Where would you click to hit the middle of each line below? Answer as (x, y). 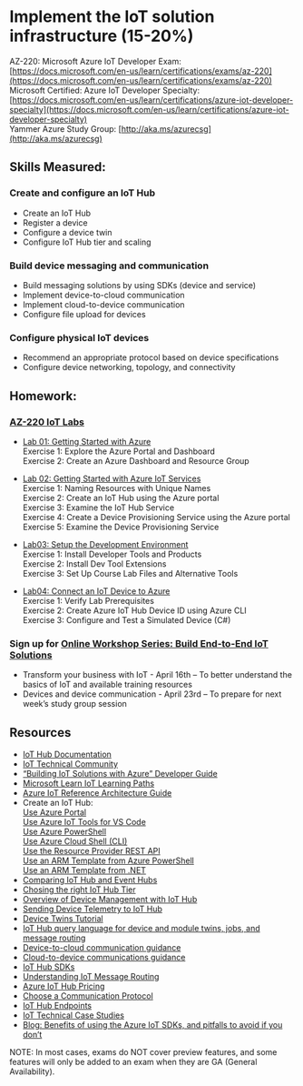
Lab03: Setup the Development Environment (105, 544)
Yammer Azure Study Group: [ (66, 128)
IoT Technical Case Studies (73, 1015)
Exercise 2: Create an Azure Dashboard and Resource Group (136, 460)
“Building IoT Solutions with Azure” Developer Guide (120, 774)
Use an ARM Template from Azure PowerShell (108, 860)
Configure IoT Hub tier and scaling (87, 242)
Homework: (43, 396)
